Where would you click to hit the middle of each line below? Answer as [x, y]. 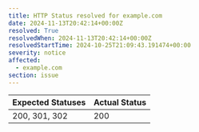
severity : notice [37, 53]
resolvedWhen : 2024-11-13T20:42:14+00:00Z [80, 38]
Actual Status [119, 102]
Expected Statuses [49, 102]
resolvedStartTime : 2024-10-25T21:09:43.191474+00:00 [100, 46]
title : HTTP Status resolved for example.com [85, 16]
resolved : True [34, 30]
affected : [25, 61]
